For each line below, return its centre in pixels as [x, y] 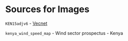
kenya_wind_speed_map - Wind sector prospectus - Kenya [64, 33]
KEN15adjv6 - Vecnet [26, 23]
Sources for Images [47, 9]
